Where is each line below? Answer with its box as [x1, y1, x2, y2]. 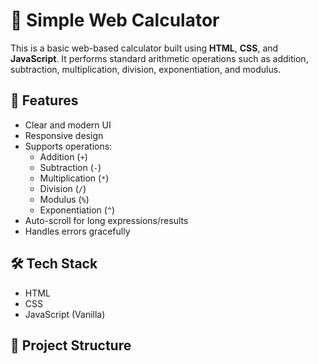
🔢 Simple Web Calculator [10, 9, 220, 32]
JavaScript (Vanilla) [24, 308, 106, 320]
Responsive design [24, 129, 104, 141]
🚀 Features [10, 92, 79, 109]
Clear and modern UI [24, 119, 112, 131]
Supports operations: [24, 140, 113, 152]
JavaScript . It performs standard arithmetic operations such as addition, [10, 52, 309, 64]
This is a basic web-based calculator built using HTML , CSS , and [10, 42, 279, 54]
